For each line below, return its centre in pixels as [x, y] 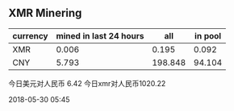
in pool [208, 35]
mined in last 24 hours [100, 35]
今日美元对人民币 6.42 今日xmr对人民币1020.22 [87, 83]
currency [30, 35]
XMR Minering [45, 13]
